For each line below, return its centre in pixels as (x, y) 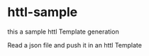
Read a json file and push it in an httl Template (74, 45)
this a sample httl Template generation (63, 31)
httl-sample (43, 12)
